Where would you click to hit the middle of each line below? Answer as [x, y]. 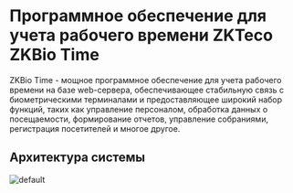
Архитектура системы [78, 158]
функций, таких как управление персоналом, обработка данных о [139, 109]
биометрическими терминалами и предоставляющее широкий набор [146, 99]
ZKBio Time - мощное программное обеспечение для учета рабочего [146, 80]
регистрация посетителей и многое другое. [95, 128]
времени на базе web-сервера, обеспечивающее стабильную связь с [147, 90]
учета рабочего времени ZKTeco [141, 35]
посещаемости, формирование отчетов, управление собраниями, [139, 119]
